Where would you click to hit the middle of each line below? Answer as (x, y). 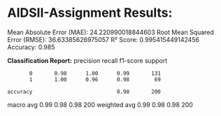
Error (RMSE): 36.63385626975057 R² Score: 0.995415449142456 (104, 39)
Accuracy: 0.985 (31, 47)
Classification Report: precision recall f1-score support (87, 60)
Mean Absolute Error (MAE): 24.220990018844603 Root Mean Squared (111, 32)
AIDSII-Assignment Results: (90, 13)
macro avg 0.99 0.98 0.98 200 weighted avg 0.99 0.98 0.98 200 (100, 104)
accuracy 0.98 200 (84, 92)
